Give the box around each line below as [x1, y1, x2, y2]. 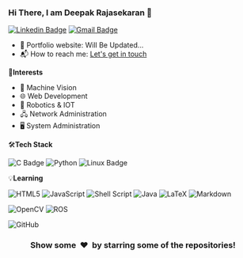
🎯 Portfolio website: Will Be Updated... [19, 40, 144, 50]
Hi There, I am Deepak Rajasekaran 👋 [8, 7, 153, 18]
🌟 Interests [8, 67, 44, 78]
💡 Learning [8, 173, 44, 183]
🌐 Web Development [19, 91, 89, 101]
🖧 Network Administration [19, 109, 107, 119]
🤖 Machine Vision [19, 83, 77, 93]
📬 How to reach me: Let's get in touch [19, 49, 147, 59]
